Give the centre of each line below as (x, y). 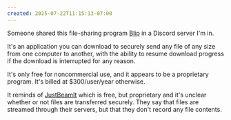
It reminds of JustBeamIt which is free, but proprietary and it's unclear (107, 95)
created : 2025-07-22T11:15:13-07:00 (60, 13)
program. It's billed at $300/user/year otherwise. (77, 81)
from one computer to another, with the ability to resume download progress (115, 53)
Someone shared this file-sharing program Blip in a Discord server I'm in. (111, 33)
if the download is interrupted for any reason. (71, 61)
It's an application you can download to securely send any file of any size (111, 46)
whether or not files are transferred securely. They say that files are (103, 102)
